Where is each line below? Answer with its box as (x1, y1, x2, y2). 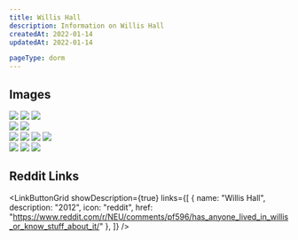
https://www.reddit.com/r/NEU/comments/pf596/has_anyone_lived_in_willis (12, 211, 289, 222)
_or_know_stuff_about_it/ (9, 220, 100, 231)
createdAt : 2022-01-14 (9, 29, 93, 38)
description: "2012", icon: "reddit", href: (9, 202, 153, 212)
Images (9, 86, 51, 102)
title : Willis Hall (9, 12, 82, 22)
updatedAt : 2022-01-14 (9, 37, 93, 47)
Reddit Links (9, 169, 80, 184)
